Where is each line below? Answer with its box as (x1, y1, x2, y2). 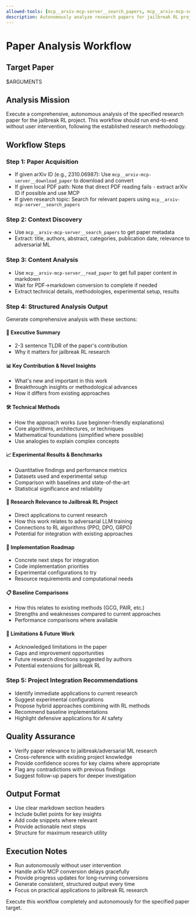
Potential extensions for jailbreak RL (14, 662, 101, 669)
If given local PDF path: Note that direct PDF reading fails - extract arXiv (14, 183, 188, 190)
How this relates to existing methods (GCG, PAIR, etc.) (14, 604, 145, 611)
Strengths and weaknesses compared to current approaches (14, 610, 161, 618)
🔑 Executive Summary (6, 329, 61, 336)
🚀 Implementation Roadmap (6, 543, 75, 550)
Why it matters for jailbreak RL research (14, 348, 110, 355)
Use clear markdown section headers (14, 805, 105, 812)
